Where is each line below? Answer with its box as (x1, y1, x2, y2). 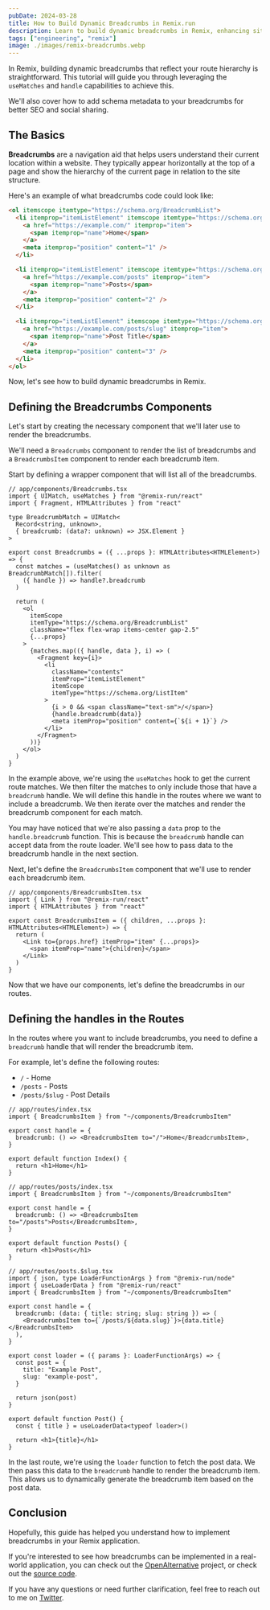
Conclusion (8, 1506, 67, 1520)
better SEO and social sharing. (8, 105, 109, 115)
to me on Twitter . (8, 1592, 64, 1602)
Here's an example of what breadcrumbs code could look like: (8, 190, 215, 200)
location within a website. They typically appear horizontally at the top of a (8, 158, 256, 167)
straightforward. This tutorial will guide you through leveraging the (8, 72, 227, 82)
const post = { (15, 1359, 67, 1367)
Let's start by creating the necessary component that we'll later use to (8, 421, 241, 431)
